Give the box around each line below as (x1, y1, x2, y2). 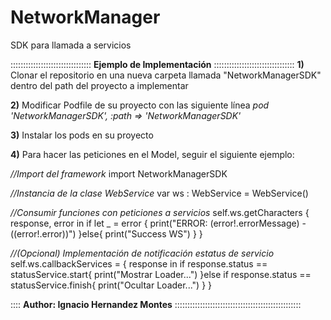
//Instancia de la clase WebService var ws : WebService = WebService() (10, 187, 309, 199)
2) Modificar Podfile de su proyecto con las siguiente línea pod (10, 99, 270, 111)
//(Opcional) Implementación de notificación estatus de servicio (10, 247, 275, 259)
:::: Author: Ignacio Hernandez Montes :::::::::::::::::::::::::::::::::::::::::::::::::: (10, 298, 302, 310)
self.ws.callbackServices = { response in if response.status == (10, 257, 268, 270)
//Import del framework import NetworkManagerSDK (10, 167, 228, 180)
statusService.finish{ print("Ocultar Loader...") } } (10, 279, 213, 291)
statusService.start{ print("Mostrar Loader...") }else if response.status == (10, 268, 312, 280)
